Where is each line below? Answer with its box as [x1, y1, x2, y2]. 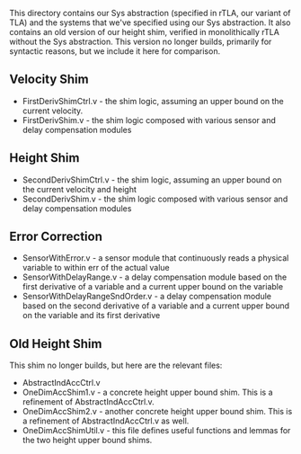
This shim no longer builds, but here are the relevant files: [9, 360, 223, 371]
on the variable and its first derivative [22, 310, 161, 321]
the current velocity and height [22, 183, 137, 194]
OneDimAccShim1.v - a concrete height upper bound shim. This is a [22, 387, 273, 398]
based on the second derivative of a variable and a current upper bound [22, 300, 290, 311]
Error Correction [9, 229, 103, 245]
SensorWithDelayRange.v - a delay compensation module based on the [22, 272, 288, 282]
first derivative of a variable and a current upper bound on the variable [22, 281, 284, 292]
